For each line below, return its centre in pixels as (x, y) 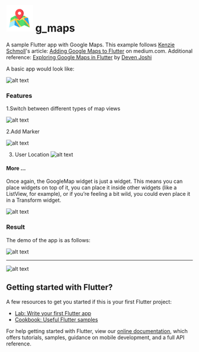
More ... (16, 168)
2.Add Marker (23, 132)
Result (16, 227)
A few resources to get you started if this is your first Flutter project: (89, 302)
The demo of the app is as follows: (48, 240)
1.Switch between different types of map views (63, 109)
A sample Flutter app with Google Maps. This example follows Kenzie (91, 45)
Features (19, 96)
